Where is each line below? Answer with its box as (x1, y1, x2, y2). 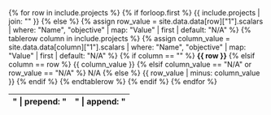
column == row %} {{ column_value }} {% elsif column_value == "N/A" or (8, 60, 252, 69)
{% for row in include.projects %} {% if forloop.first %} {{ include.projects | (8, 8, 260, 17)
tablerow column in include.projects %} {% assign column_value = (8, 34, 230, 43)
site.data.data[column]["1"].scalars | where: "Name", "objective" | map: (8, 42, 247, 52)
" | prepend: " (12, 96, 68, 107)
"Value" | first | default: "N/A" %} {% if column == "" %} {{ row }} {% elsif (8, 51, 256, 60)
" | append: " (74, 96, 126, 107)
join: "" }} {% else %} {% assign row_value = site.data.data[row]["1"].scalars (8, 16, 264, 26)
